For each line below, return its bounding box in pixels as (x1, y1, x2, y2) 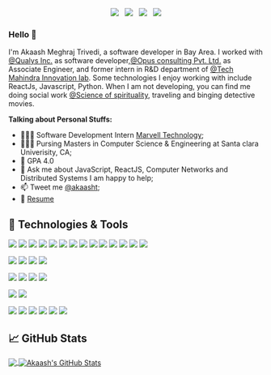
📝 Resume (19, 194, 54, 204)
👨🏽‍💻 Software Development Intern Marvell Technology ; (19, 130, 205, 140)
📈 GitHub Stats (8, 331, 87, 345)
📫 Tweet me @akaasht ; (19, 182, 100, 192)
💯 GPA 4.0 (19, 156, 54, 166)
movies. (8, 99, 35, 109)
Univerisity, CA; (19, 147, 73, 157)
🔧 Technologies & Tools (8, 217, 129, 231)
